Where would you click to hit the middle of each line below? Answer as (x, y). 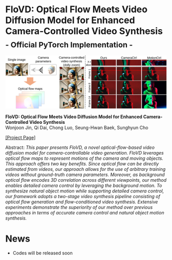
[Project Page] (20, 137)
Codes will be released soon (42, 253)
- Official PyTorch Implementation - (69, 45)
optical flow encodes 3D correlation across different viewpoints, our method (86, 180)
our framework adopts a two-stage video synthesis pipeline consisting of (83, 196)
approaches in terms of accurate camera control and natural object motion (85, 212)
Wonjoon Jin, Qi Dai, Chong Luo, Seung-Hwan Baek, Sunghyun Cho (77, 127)
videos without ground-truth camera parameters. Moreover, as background (85, 175)
